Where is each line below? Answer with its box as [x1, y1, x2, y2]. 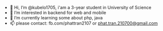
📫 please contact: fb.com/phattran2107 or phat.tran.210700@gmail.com [9, 20, 158, 26]
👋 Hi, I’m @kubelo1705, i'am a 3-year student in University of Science [9, 5, 152, 10]
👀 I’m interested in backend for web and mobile [9, 10, 107, 15]
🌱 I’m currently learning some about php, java [9, 15, 103, 20]
